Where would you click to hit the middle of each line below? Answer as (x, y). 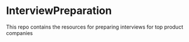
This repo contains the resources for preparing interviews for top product (95, 27)
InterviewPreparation (59, 11)
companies (20, 33)
